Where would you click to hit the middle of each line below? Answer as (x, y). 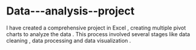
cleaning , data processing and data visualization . (69, 40)
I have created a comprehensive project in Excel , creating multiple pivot (96, 28)
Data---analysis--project (70, 11)
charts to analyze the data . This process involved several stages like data (98, 34)
